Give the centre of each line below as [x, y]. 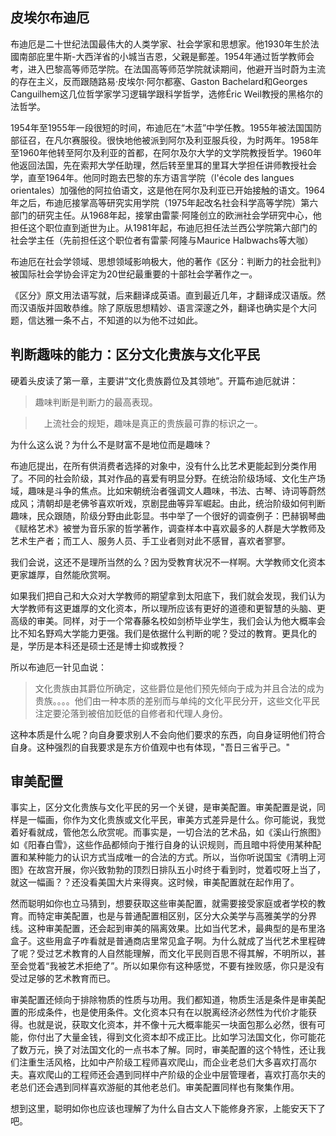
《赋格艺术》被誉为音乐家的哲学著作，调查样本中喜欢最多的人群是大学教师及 [168, 528]
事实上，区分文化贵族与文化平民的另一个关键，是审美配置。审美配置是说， [163, 807]
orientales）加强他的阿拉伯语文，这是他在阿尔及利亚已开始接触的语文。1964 [168, 190]
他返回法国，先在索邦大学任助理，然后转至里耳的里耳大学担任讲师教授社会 [163, 165]
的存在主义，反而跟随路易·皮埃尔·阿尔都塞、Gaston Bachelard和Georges [159, 81]
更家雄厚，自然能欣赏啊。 [63, 574]
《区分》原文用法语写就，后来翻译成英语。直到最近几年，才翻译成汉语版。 [163, 295]
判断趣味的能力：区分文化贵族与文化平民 [135, 354]
